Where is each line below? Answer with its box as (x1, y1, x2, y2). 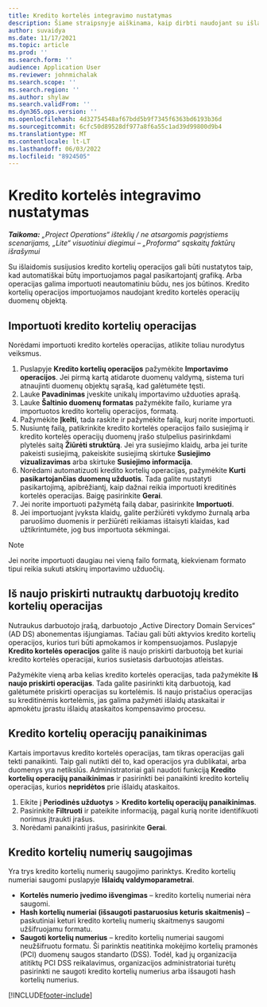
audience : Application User (8, 64, 102, 72)
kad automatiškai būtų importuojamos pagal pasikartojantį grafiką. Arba (8, 271, 242, 280)
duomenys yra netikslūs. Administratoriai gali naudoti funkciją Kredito (8, 765, 236, 775)
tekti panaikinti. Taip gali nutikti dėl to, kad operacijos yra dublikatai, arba (8, 756, 246, 766)
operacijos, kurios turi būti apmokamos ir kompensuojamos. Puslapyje (8, 638, 238, 647)
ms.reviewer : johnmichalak (8, 71, 98, 79)
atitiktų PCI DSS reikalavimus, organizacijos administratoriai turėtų (19, 958, 236, 968)
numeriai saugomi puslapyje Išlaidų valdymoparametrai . (8, 875, 195, 884)
